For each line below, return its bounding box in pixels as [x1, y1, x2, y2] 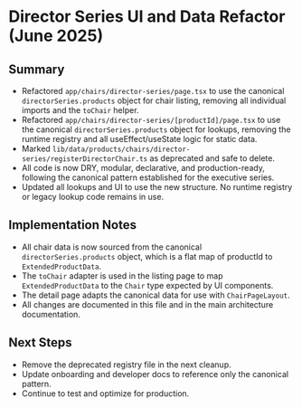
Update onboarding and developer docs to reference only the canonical [21, 368, 289, 379]
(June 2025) [8, 25, 104, 46]
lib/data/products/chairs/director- [52, 145, 191, 154]
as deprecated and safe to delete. [149, 153, 275, 164]
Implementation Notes [8, 217, 137, 232]
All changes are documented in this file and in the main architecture [21, 299, 274, 309]
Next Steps [8, 335, 72, 350]
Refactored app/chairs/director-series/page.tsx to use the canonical [21, 86, 285, 96]
